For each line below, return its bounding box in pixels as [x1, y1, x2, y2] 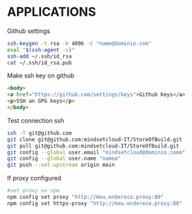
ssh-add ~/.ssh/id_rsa [7, 53, 72, 60]
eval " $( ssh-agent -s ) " [7, 46, 75, 53]
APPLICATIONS [7, 4, 97, 20]
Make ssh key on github [7, 71, 75, 80]
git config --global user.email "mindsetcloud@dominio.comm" [7, 149, 186, 156]
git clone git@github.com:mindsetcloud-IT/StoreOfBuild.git [7, 136, 183, 143]
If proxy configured [7, 174, 62, 182]
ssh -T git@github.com [7, 130, 72, 136]
